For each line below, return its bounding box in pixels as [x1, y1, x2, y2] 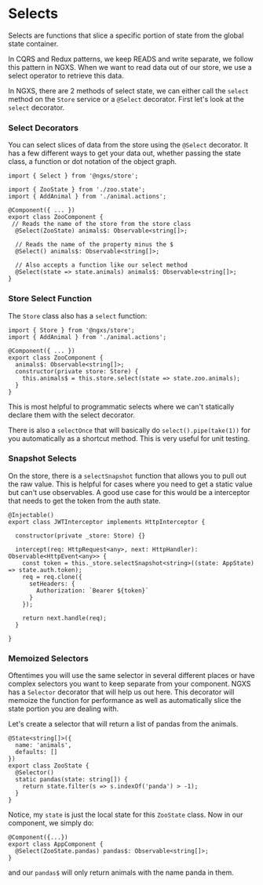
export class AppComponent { [8, 840, 104, 848]
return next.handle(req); [22, 614, 108, 622]
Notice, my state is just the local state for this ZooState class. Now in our [8, 810, 243, 820]
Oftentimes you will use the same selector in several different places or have [8, 671, 255, 680]
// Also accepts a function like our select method [15, 261, 188, 269]
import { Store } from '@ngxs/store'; [8, 326, 135, 334]
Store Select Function [8, 293, 93, 304]
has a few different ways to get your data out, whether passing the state [8, 148, 241, 158]
